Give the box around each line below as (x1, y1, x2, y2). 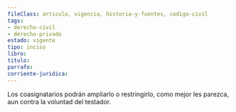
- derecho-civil (7, 24, 55, 31)
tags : (7, 17, 23, 24)
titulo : (7, 57, 31, 64)
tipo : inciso (7, 44, 46, 51)
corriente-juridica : (7, 70, 69, 77)
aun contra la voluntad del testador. (7, 97, 112, 106)
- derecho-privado (7, 30, 62, 38)
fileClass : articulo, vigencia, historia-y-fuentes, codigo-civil (7, 10, 208, 18)
